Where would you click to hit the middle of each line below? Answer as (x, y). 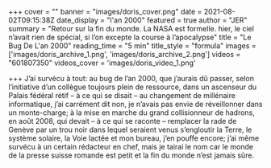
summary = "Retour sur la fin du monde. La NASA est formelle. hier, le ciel (131, 29)
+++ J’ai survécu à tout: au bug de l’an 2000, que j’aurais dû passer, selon (131, 78)
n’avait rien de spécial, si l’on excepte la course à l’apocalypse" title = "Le (130, 37)
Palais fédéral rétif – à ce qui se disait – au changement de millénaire (122, 95)
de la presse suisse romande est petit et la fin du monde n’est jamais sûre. (131, 155)
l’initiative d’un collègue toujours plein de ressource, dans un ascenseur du (133, 87)
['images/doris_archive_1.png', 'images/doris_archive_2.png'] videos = (125, 54)
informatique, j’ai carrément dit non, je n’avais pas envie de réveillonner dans (135, 104)
